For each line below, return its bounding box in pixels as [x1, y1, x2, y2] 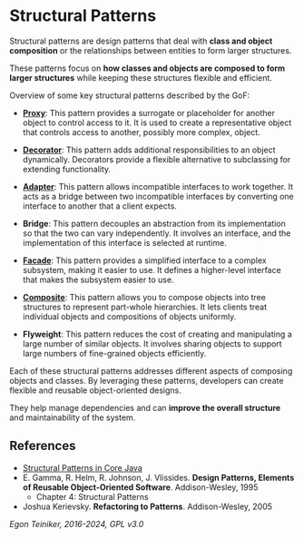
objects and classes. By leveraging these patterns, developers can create [9, 375, 284, 386]
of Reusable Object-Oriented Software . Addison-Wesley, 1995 [22, 482, 259, 493]
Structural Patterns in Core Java [22, 462, 142, 473]
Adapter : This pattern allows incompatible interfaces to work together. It [22, 181, 293, 191]
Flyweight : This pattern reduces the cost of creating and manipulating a [22, 328, 292, 339]
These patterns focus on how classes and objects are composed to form [9, 63, 286, 73]
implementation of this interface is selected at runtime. [22, 237, 227, 248]
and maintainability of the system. [9, 412, 136, 423]
